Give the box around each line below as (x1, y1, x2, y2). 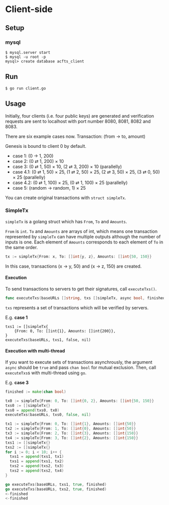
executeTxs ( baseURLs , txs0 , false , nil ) (5, 412, 92, 417)
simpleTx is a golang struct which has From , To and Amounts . (5, 218, 127, 224)
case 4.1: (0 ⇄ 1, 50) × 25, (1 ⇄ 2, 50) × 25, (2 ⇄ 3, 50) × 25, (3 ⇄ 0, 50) (12, 169, 160, 175)
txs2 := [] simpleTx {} (5, 445, 51, 450)
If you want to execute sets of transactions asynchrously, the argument (5, 359, 152, 365)
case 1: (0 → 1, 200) (12, 152, 54, 159)
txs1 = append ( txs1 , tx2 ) (10, 459, 64, 464)
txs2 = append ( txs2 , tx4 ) (10, 468, 64, 473)
